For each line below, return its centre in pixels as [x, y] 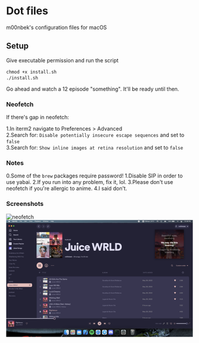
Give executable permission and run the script [62, 60]
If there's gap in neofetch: [38, 117]
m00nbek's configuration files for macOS [57, 27]
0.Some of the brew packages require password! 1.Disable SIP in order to [94, 176]
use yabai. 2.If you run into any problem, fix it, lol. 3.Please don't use [90, 182]
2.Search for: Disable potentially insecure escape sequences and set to [95, 135]
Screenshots [25, 204]
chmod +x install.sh [32, 72]
